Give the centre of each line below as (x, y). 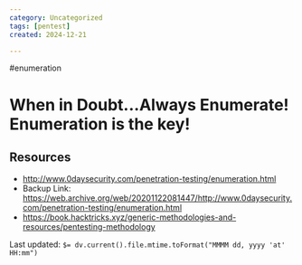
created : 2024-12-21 (48, 34)
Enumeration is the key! (100, 124)
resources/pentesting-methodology (89, 227)
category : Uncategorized (56, 18)
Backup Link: (47, 189)
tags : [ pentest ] (40, 26)
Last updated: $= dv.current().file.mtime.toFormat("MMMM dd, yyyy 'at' (147, 244)
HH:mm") (24, 253)
